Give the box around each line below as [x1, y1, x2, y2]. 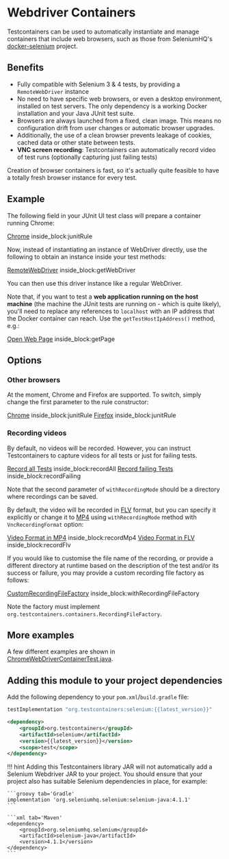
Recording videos [7, 428, 67, 438]
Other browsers [7, 375, 61, 384]
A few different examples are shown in [7, 647, 116, 656]
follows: [7, 575, 29, 584]
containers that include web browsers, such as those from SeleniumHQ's [7, 34, 213, 42]
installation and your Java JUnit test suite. [16, 109, 135, 117]
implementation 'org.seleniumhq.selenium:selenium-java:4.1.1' [7, 797, 191, 804]
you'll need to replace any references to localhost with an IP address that [7, 307, 215, 315]
